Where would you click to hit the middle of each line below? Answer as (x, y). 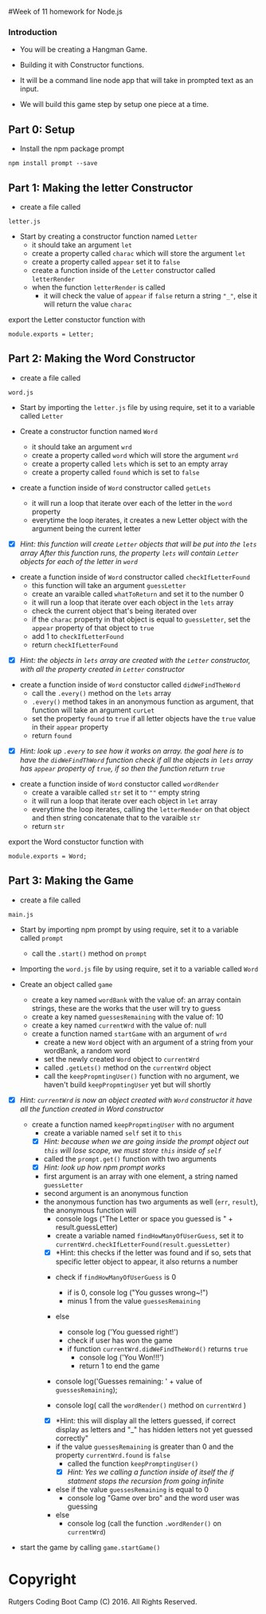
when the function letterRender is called (98, 287)
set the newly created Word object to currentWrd (121, 1059)
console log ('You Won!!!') (122, 1357)
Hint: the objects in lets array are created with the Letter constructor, (135, 660)
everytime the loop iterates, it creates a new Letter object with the (140, 520)
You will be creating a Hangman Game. (84, 49)
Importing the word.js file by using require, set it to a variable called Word (139, 969)
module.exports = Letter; (51, 334)
